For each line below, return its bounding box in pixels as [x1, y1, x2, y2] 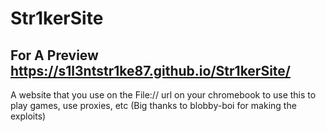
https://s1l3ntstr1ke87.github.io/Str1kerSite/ [10, 62, 291, 79]
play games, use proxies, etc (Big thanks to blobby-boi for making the [10, 100, 297, 111]
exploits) [10, 110, 47, 122]
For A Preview [10, 47, 99, 64]
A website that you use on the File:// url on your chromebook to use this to [10, 89, 317, 101]
